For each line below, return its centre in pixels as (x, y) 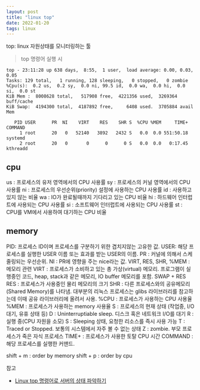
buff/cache (20, 102)
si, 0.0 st (21, 91)
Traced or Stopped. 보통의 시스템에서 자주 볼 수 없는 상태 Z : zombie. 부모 (93, 328)
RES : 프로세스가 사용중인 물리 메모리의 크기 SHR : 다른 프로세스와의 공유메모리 (98, 284)
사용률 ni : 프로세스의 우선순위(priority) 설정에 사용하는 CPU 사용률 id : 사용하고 (99, 190)
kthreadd (17, 149)
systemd (16, 138)
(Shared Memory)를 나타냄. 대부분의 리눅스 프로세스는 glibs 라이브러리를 (92, 291)
